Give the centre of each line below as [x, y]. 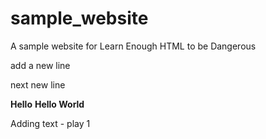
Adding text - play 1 [50, 123]
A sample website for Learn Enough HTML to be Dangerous [133, 46]
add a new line [40, 65]
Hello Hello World [47, 104]
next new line [38, 84]
